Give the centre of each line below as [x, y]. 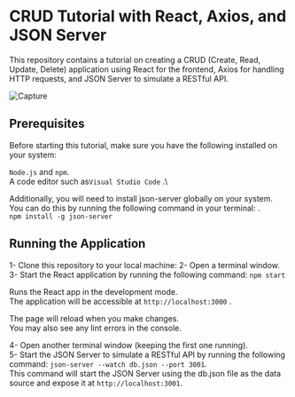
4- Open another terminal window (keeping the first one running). [128, 345]
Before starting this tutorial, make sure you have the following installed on [143, 145]
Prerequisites [47, 124]
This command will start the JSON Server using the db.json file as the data [145, 373]
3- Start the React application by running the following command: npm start [147, 274]
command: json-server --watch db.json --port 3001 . [108, 364]
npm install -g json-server [61, 216]
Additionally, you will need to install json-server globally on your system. [141, 198]
